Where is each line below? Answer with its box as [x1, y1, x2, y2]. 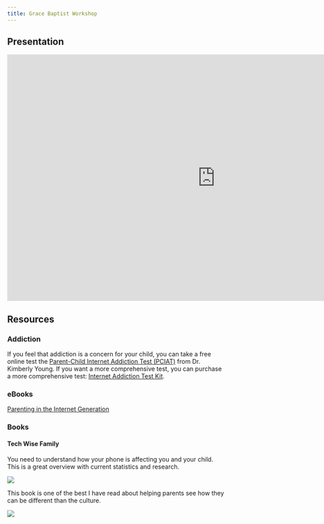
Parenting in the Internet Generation [7, 405, 109, 413]
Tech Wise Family [7, 439, 60, 448]
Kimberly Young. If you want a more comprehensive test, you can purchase [7, 365, 222, 373]
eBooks [7, 390, 33, 399]
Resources [7, 313, 55, 325]
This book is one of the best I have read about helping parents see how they [7, 489, 224, 497]
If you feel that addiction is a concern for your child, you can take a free [7, 350, 211, 358]
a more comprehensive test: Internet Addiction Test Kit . [7, 372, 165, 381]
